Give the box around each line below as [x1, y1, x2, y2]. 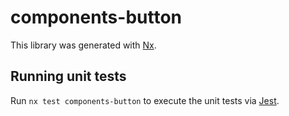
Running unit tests [10, 68, 127, 85]
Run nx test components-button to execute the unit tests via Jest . [10, 94, 280, 106]
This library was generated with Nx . [10, 39, 157, 51]
